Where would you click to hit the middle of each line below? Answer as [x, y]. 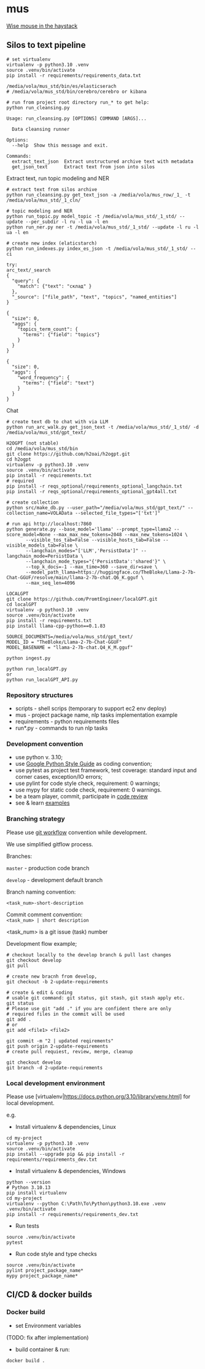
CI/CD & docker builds [49, 1295]
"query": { [26, 281]
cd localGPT [21, 604]
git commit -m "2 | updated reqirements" [60, 1041]
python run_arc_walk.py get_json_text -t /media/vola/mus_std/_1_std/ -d [103, 427]
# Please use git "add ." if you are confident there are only [89, 1008]
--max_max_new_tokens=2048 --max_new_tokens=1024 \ [121, 534]
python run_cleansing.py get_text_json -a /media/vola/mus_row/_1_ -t [99, 195]
